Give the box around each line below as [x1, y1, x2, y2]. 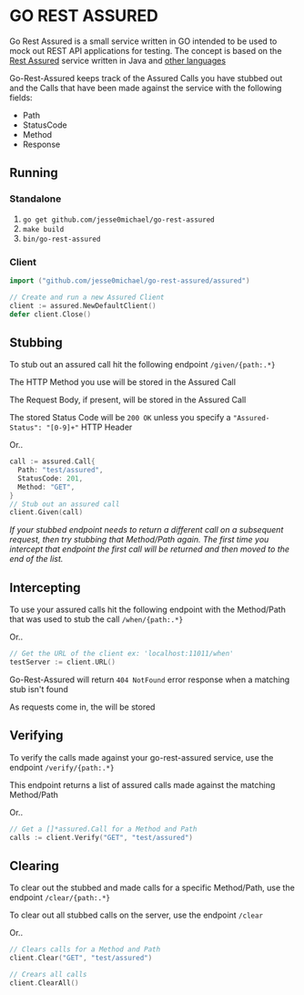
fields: [9, 92, 34, 103]
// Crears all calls [9, 970, 88, 979]
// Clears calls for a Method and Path [9, 945, 161, 954]
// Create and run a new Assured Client [9, 293, 166, 302]
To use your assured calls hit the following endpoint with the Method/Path [9, 604, 287, 616]
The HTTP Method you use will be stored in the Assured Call [9, 377, 237, 388]
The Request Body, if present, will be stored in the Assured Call [9, 394, 247, 406]
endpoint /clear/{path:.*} [9, 892, 111, 903]
